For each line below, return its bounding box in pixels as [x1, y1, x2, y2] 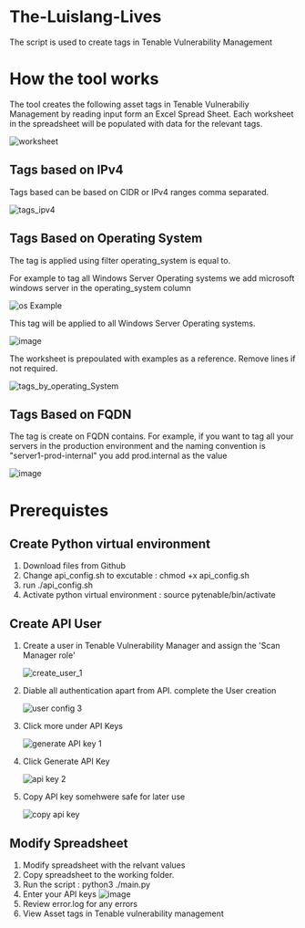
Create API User [9, 616, 102, 631]
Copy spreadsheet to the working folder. [22, 869, 175, 880]
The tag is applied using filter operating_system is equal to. [9, 255, 231, 266]
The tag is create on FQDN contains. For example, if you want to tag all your [9, 431, 294, 442]
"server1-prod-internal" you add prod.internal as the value [9, 450, 228, 462]
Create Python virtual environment [9, 536, 211, 551]
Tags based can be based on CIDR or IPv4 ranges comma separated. [9, 186, 269, 197]
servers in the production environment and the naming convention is [9, 441, 266, 452]
